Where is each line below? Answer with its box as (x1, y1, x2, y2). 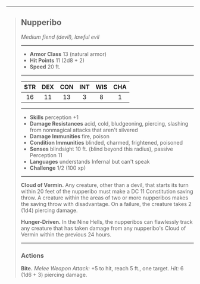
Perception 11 (29, 151, 62, 158)
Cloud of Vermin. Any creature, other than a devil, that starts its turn (20, 181, 189, 188)
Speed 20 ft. (29, 63, 61, 70)
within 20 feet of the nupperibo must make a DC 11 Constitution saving (20, 188, 193, 195)
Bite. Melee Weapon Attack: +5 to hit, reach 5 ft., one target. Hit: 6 (20, 265, 184, 272)
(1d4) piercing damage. (20, 207, 78, 214)
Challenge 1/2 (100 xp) (29, 164, 86, 171)
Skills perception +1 (29, 114, 79, 121)
